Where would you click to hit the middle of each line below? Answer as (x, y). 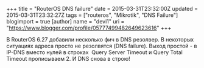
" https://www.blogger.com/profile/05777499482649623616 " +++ (89, 28)
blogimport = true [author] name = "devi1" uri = (65, 21)
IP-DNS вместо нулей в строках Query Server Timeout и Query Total (94, 52)
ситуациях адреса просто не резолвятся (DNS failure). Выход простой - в (102, 46)
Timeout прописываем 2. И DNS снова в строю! (68, 59)
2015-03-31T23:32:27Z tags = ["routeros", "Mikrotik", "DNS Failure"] (92, 15)
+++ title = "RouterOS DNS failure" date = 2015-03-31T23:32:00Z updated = (102, 9)
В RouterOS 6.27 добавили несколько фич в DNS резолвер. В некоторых (100, 39)
